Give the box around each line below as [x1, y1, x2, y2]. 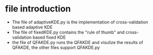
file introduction [5, 3, 71, 14]
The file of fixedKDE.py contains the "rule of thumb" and [12, 29, 125, 35]
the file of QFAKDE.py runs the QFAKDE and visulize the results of [12, 39, 143, 45]
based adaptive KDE [12, 24, 53, 30]
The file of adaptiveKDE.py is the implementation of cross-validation [12, 19, 149, 25]
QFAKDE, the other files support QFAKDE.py [12, 44, 100, 50]
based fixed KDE [32, 34, 66, 40]
